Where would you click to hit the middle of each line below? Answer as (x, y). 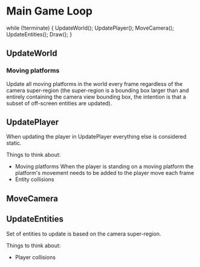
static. (14, 143)
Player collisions (35, 257)
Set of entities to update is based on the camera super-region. (84, 234)
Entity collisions (34, 179)
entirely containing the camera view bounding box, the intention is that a (96, 97)
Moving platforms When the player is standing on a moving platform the (104, 166)
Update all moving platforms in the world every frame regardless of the (95, 84)
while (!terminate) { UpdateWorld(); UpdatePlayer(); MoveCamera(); (90, 28)
